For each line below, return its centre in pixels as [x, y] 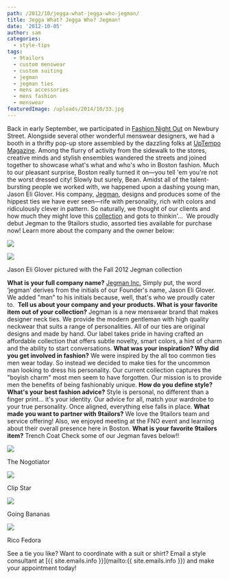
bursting [19, 186]
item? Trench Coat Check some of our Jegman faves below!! [93, 435]
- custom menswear [40, 64]
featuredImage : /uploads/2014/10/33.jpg [66, 109]
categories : [24, 39]
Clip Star [20, 488]
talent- [200, 180]
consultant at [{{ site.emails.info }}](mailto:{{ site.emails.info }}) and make [111, 560]
